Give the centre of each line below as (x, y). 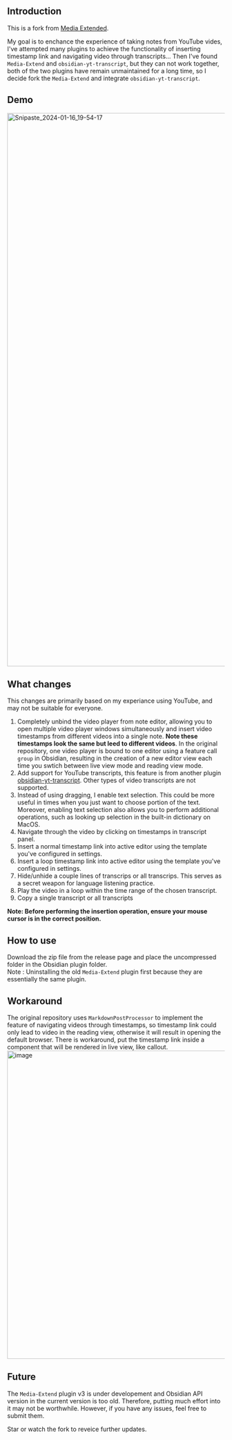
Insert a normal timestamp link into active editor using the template (112, 847)
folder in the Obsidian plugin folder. (57, 965)
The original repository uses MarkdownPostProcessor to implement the (105, 1018)
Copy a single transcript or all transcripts (75, 898)
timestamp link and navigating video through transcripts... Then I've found (112, 56)
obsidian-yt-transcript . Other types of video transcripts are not (106, 780)
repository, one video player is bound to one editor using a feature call (117, 751)
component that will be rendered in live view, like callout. (88, 1047)
